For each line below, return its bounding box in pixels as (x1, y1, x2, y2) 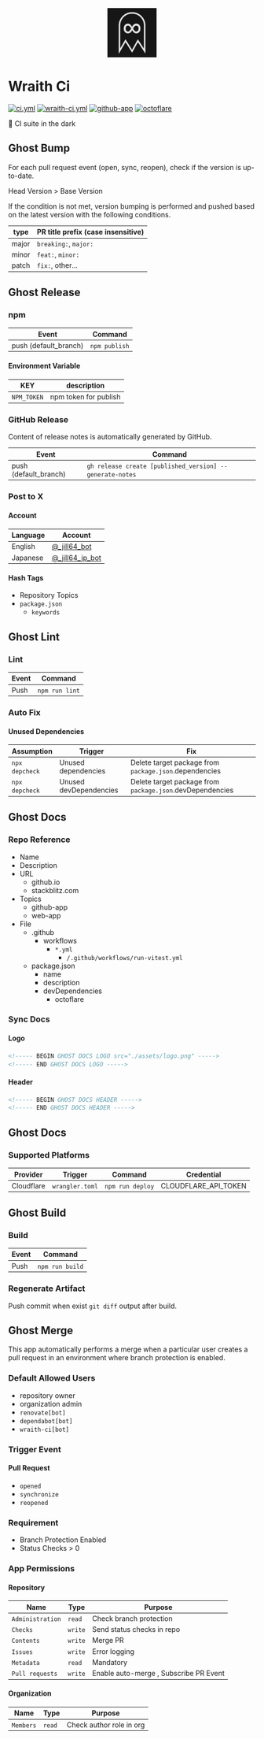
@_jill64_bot (51, 542, 92, 551)
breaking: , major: (36, 239, 94, 248)
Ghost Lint (8, 630, 60, 643)
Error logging (92, 1646, 135, 1656)
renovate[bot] (19, 1409, 66, 1417)
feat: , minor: (36, 250, 80, 259)
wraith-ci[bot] (19, 1426, 70, 1433)
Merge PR (92, 1636, 124, 1645)
